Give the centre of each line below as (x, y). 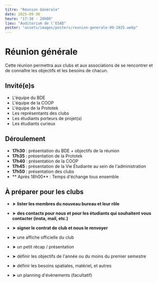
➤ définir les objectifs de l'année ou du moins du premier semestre (79, 256)
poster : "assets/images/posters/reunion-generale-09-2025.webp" (71, 28)
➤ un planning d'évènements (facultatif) (52, 275)
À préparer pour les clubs (44, 192)
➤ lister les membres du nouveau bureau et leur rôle (66, 203)
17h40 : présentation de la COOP (45, 161)
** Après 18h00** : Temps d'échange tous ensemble (65, 177)
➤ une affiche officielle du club (43, 237)
